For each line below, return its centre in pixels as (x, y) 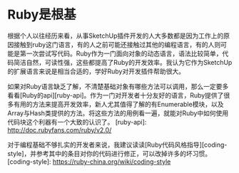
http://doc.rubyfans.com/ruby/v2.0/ (60, 130)
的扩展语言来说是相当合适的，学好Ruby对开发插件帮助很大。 (96, 71)
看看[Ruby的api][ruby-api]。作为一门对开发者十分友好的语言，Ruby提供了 (116, 95)
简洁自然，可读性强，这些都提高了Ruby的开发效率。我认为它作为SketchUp (123, 62)
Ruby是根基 (42, 15)
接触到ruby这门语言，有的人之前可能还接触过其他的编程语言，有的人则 (117, 44)
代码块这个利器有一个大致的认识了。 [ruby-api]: (77, 122)
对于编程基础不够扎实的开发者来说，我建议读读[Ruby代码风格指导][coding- (117, 145)
